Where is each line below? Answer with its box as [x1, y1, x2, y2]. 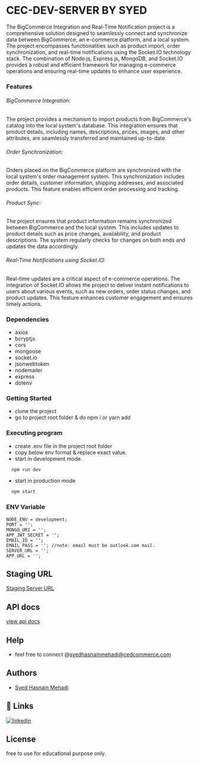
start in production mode [14, 477, 76, 484]
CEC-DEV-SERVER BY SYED [6, 4, 147, 17]
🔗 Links [6, 701, 34, 711]
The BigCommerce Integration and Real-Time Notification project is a [6, 23, 175, 30]
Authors [6, 668, 37, 678]
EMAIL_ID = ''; [6, 537, 44, 543]
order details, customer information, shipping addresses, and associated [6, 179, 184, 186]
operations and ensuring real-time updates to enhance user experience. [6, 67, 182, 74]
